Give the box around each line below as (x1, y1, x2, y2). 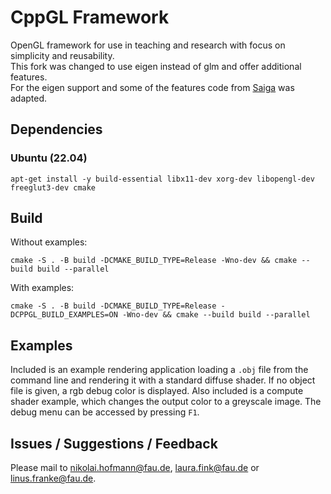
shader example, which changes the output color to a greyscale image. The (10, 396, 322, 408)
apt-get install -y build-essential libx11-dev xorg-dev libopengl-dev (10, 174, 315, 184)
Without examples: (10, 236, 88, 248)
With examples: (10, 282, 75, 294)
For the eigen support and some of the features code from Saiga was (10, 81, 295, 93)
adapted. (10, 92, 48, 104)
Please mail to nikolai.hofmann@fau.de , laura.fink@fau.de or (10, 462, 260, 474)
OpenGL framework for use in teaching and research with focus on (10, 39, 286, 51)
